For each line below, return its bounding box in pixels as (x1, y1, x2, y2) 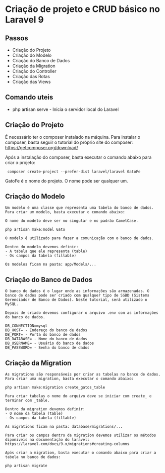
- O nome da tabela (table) (5, 411, 63, 416)
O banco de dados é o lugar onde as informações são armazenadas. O (5, 288, 150, 294)
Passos (5, 34, 28, 42)
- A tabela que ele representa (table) (5, 249, 88, 254)
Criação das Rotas (12, 74, 50, 79)
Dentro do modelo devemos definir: (5, 245, 79, 250)
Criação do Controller (12, 68, 57, 74)
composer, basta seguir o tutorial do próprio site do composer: (5, 139, 133, 145)
